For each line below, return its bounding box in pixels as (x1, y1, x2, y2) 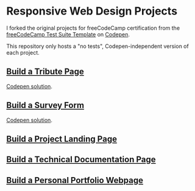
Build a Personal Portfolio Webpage (6, 175, 143, 186)
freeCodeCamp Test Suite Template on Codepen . (6, 30, 130, 38)
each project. (6, 49, 40, 56)
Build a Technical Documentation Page (6, 155, 157, 165)
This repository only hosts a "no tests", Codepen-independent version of (6, 42, 189, 50)
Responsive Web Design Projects (6, 4, 178, 18)
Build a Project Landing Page (6, 133, 118, 144)
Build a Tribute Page (6, 67, 84, 77)
